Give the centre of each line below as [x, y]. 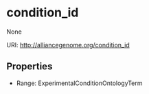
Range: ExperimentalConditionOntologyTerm [79, 83]
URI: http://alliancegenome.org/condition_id [68, 45]
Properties [30, 67]
